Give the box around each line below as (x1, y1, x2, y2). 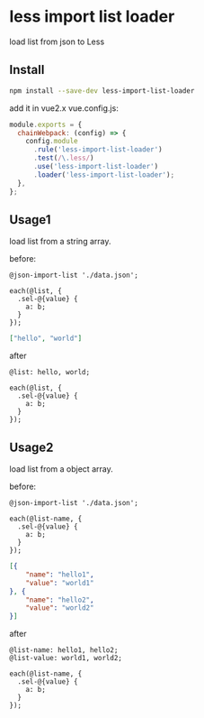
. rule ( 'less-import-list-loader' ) (32, 145, 164, 154)
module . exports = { (9, 120, 83, 129)
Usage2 (9, 439, 54, 455)
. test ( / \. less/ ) (32, 153, 94, 163)
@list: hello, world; (9, 368, 91, 377)
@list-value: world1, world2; (9, 654, 123, 663)
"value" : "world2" (25, 603, 94, 612)
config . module (25, 137, 78, 146)
